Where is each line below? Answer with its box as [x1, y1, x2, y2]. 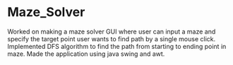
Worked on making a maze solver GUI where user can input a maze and [7, 27, 216, 36]
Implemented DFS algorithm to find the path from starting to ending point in [7, 42, 227, 50]
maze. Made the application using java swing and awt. [7, 50, 165, 58]
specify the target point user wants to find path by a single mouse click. [7, 34, 216, 43]
